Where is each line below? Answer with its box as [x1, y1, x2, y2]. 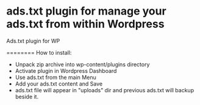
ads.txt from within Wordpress [6, 17, 165, 31]
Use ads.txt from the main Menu [15, 73, 96, 81]
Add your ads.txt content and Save [15, 80, 102, 87]
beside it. [15, 93, 38, 100]
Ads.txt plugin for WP [6, 37, 60, 44]
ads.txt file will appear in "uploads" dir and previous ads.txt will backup [15, 86, 194, 93]
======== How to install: [6, 49, 72, 56]
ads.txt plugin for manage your [6, 4, 166, 18]
